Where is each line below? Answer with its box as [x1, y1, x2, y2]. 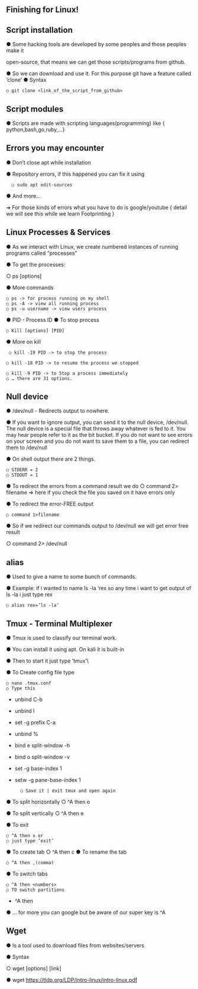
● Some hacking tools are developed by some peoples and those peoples [6, 41, 187, 48]
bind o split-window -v [14, 753, 70, 760]
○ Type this [6, 686, 35, 692]
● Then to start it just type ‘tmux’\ [6, 657, 89, 664]
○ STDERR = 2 [6, 467, 38, 473]
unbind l [14, 708, 35, 715]
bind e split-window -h [14, 742, 70, 749]
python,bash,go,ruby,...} [6, 126, 65, 133]
